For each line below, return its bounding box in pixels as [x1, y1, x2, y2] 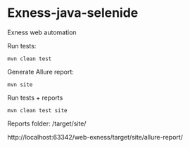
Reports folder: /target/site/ [7, 119, 87, 128]
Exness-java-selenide [7, 5, 139, 21]
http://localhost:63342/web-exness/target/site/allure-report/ [7, 133, 183, 141]
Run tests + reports [7, 93, 63, 102]
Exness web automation [7, 28, 77, 36]
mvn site [7, 81, 33, 88]
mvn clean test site [7, 107, 68, 114]
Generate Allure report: [7, 67, 74, 76]
